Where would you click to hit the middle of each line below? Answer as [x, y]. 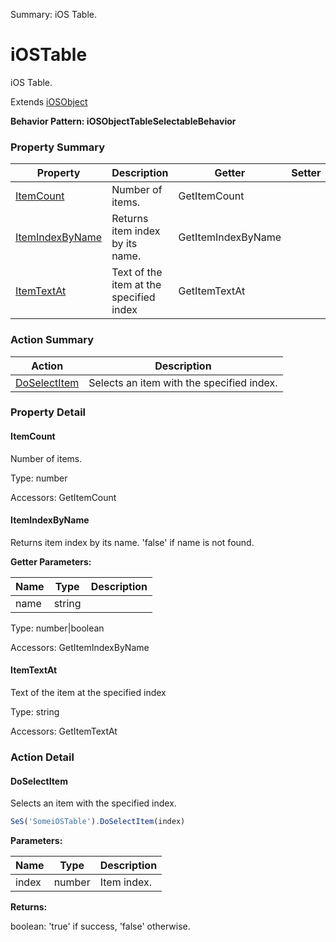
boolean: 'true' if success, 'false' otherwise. [100, 926]
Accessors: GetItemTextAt [64, 731]
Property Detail [48, 412]
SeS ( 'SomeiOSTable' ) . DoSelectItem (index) [98, 822]
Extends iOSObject [49, 101]
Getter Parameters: [51, 561]
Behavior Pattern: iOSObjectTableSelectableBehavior [123, 121]
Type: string [35, 712]
